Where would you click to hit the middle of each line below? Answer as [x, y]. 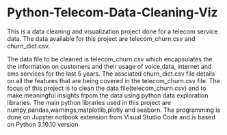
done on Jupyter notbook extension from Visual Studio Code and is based [111, 117]
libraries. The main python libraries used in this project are [89, 102]
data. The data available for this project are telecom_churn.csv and [101, 38]
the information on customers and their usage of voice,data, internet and [109, 66]
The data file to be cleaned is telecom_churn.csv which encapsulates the [110, 59]
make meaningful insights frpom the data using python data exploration [108, 95]
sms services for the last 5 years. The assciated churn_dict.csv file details [111, 74]
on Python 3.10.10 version [43, 124]
